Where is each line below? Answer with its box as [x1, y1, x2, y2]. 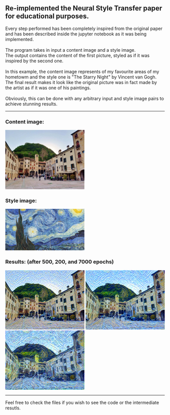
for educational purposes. [5, 12, 90, 21]
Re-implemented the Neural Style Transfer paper [5, 4, 162, 13]
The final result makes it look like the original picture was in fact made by [5, 79, 157, 85]
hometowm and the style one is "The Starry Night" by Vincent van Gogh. [5, 73, 157, 80]
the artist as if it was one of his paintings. [5, 85, 91, 91]
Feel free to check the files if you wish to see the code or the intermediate [5, 399, 159, 405]
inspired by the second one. [5, 58, 64, 64]
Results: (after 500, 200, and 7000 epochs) [5, 258, 114, 266]
